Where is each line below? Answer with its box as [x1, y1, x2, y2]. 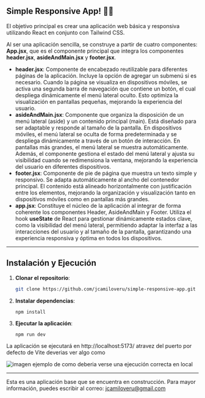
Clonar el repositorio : [15, 274, 70, 281]
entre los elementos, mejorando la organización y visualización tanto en [15, 189, 196, 196]
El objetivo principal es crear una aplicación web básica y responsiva [6, 22, 180, 29]
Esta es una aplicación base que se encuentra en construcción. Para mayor [6, 378, 196, 385]
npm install [15, 309, 46, 315]
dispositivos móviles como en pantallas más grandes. [15, 195, 149, 202]
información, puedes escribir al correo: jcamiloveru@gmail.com [6, 385, 166, 392]
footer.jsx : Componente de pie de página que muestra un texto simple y [15, 169, 197, 177]
